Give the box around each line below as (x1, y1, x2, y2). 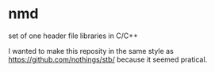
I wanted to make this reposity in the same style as (8, 46, 175, 55)
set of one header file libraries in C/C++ (8, 31, 139, 40)
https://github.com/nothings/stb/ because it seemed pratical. (8, 55, 208, 64)
